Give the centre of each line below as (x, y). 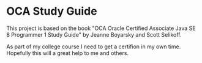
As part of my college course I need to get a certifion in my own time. (94, 46)
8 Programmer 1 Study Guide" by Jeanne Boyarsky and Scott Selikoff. (94, 34)
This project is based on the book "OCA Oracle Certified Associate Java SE (101, 28)
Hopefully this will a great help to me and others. (68, 53)
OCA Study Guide (52, 11)
